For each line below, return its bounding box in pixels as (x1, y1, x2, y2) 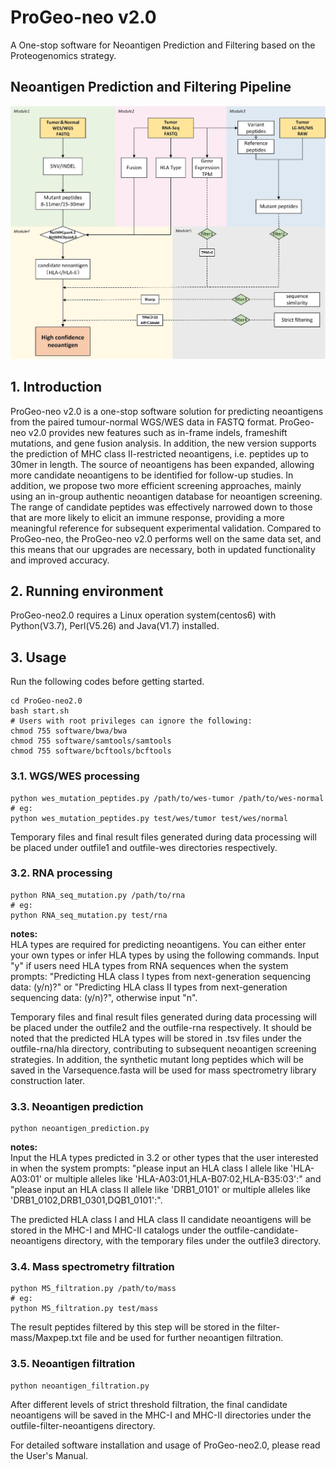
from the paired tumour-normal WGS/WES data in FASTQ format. (10, 416, 278, 428)
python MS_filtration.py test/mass (10, 1304, 159, 1314)
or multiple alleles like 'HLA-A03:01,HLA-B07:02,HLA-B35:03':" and (43, 1173, 322, 1185)
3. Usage (10, 649, 67, 666)
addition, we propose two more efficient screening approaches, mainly (10, 479, 302, 491)
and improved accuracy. (10, 554, 110, 566)
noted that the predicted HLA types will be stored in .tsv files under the (10, 1032, 302, 1044)
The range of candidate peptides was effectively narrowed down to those (10, 501, 313, 513)
